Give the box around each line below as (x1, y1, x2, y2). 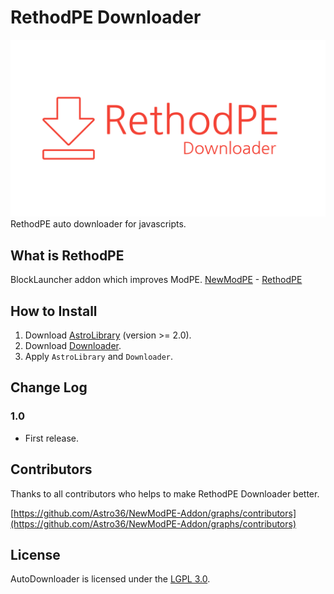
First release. (24, 432, 79, 444)
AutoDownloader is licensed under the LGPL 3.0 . (10, 573, 211, 585)
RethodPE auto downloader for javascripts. (10, 218, 187, 230)
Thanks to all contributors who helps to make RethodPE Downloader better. (10, 487, 320, 500)
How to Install (10, 302, 98, 320)
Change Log (10, 379, 88, 396)
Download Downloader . (24, 340, 122, 352)
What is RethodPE (10, 247, 125, 264)
